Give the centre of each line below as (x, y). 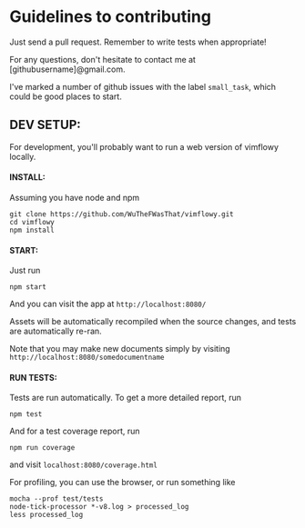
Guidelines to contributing (111, 17)
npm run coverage (42, 448)
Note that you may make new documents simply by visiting (120, 349)
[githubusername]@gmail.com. (67, 69)
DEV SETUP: (46, 125)
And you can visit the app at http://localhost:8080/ (108, 304)
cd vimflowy (32, 222)
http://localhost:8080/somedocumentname (87, 358)
